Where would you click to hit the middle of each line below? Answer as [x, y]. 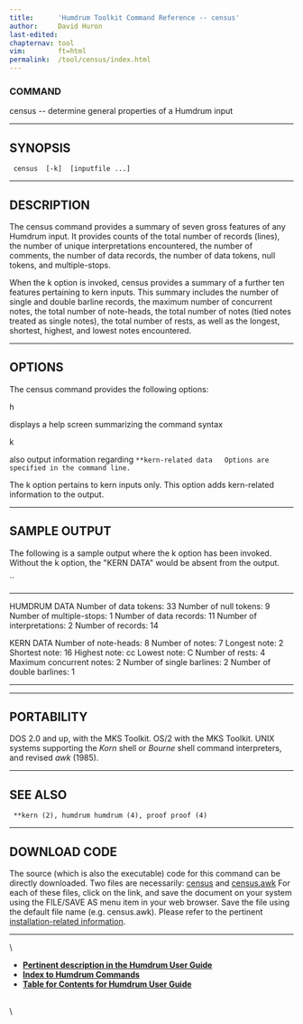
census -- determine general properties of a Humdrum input [121, 111]
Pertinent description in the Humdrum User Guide [117, 964]
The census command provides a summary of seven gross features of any [147, 226]
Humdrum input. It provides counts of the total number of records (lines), [145, 236]
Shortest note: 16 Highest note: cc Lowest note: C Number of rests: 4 [138, 653]
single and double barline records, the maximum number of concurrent [141, 301]
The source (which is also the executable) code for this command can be [145, 873]
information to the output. [57, 494]
